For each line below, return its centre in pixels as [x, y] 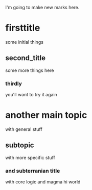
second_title [26, 58]
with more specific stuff [30, 157]
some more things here [30, 70]
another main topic [46, 115]
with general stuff [24, 129]
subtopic [20, 145]
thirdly [14, 84]
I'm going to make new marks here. [42, 7]
